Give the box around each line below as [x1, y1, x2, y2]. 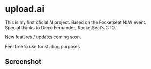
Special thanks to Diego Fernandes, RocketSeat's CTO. [5, 24, 116, 30]
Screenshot [5, 57, 42, 66]
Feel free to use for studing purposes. [5, 43, 82, 49]
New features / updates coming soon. [5, 34, 81, 40]
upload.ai [5, 3, 45, 15]
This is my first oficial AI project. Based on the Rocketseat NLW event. [5, 19, 146, 25]
